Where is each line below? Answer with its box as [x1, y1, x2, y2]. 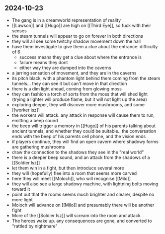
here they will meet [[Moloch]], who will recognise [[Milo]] [11, 175, 131, 181]
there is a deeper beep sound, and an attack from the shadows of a [11, 154, 150, 160]
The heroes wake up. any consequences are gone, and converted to [11, 218, 152, 224]
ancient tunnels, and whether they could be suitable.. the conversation [11, 128, 157, 134]
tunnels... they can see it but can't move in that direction [11, 80, 127, 86]
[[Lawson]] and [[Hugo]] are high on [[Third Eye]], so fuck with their [11, 22, 151, 28]
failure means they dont [19, 59, 68, 65]
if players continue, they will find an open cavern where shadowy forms [11, 139, 159, 145]
